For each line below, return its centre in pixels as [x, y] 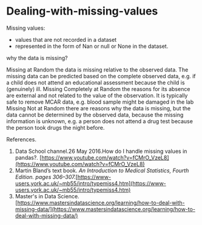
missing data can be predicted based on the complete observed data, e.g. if [101, 76]
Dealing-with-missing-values [82, 11]
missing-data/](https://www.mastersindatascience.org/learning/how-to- [105, 209]
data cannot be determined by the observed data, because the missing [95, 115]
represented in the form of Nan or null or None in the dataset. [92, 46]
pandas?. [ [28, 157]
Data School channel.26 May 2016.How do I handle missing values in [101, 151]
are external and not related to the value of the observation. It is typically [97, 95]
